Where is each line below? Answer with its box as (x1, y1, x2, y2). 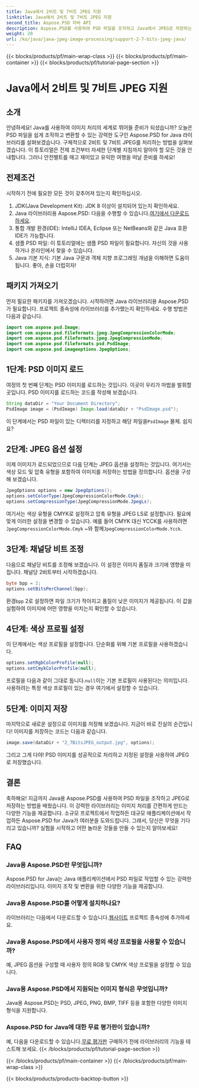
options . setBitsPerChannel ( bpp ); (6, 586, 89, 592)
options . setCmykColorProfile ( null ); (6, 666, 97, 671)
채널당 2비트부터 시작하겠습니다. (23, 568, 98, 575)
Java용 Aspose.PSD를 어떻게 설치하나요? (6, 899, 121, 907)
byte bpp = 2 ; (6, 580, 41, 586)
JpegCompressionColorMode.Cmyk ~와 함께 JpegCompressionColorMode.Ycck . (6, 525, 182, 532)
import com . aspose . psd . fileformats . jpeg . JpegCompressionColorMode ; (6, 330, 176, 336)
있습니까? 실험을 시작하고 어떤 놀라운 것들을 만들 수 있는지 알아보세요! (17, 824, 178, 831)
